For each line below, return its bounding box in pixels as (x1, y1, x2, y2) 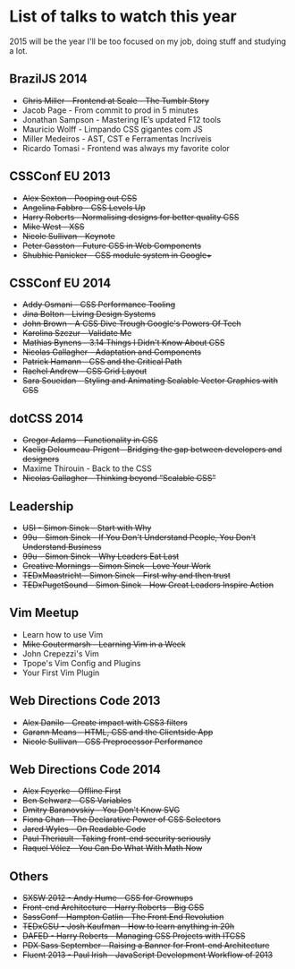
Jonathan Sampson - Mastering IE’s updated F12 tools (21, 114, 222, 124)
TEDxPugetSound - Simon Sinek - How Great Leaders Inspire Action (21, 579, 274, 590)
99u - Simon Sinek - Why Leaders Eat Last (21, 551, 180, 562)
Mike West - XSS (21, 221, 85, 232)
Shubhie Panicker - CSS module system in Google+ (21, 249, 213, 261)
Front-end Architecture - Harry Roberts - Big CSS (21, 902, 205, 913)
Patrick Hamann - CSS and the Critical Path (21, 356, 182, 367)
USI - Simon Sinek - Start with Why (21, 522, 152, 533)
